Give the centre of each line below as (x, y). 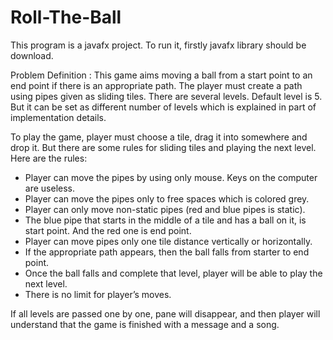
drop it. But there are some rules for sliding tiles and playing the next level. (163, 147)
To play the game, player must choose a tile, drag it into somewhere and (159, 137)
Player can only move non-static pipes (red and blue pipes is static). (165, 209)
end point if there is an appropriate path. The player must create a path (156, 85)
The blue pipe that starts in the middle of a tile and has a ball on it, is (165, 220)
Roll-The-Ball (66, 17)
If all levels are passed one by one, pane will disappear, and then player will (165, 313)
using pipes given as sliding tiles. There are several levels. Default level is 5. (166, 96)
